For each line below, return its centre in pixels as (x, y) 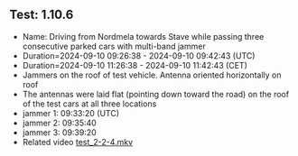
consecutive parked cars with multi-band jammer (114, 46)
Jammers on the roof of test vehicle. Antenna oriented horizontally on (152, 75)
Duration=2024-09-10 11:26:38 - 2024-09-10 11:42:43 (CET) (135, 65)
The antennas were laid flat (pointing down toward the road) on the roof (156, 94)
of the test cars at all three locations (89, 104)
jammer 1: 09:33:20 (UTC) (71, 113)
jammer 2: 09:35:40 (59, 123)
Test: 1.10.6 (42, 15)
